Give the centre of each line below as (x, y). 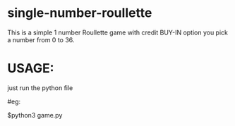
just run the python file (40, 88)
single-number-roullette (80, 13)
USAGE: (31, 69)
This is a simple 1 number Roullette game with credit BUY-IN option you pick (117, 32)
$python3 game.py (35, 115)
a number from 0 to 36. (41, 39)
